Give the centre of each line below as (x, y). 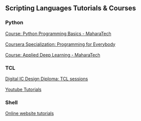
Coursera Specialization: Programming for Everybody (60, 44)
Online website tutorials (30, 113)
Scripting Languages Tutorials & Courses (71, 8)
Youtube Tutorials (23, 89)
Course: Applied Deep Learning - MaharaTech (53, 55)
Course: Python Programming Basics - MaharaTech (58, 33)
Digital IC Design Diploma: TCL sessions (47, 79)
